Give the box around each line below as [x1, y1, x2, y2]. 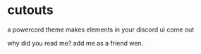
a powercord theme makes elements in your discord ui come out [7, 25, 195, 34]
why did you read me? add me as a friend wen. [7, 39, 144, 47]
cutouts [7, 2, 54, 18]
